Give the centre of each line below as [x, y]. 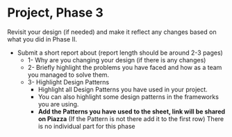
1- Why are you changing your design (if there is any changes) [117, 60]
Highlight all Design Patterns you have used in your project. [123, 89]
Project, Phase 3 [56, 13]
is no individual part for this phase [86, 126]
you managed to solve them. [68, 75]
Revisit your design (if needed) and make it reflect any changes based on [112, 32]
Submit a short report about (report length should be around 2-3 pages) [120, 53]
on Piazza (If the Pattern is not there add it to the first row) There [131, 118]
